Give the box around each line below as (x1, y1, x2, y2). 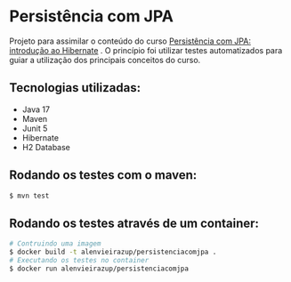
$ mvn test (9, 191, 50, 200)
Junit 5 (21, 123, 48, 133)
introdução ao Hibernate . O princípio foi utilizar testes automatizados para (9, 44, 283, 55)
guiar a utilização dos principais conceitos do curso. (9, 54, 201, 65)
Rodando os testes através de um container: (9, 215, 260, 230)
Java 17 (21, 104, 51, 115)
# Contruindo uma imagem (9, 239, 101, 248)
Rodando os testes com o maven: (9, 167, 198, 183)
